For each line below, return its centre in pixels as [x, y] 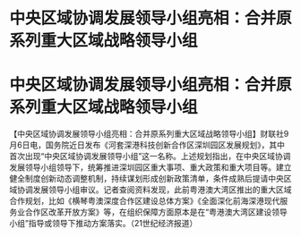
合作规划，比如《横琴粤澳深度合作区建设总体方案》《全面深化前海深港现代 [145, 201]
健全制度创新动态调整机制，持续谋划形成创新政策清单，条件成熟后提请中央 [146, 179]
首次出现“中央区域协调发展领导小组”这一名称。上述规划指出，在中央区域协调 [150, 157]
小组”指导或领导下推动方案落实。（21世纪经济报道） [103, 224]
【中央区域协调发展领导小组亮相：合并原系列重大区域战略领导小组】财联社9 [149, 134]
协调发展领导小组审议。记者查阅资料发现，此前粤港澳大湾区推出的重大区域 [154, 190]
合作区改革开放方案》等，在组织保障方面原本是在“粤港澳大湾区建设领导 [156, 212]
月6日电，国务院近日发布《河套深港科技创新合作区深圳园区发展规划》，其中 [147, 145]
